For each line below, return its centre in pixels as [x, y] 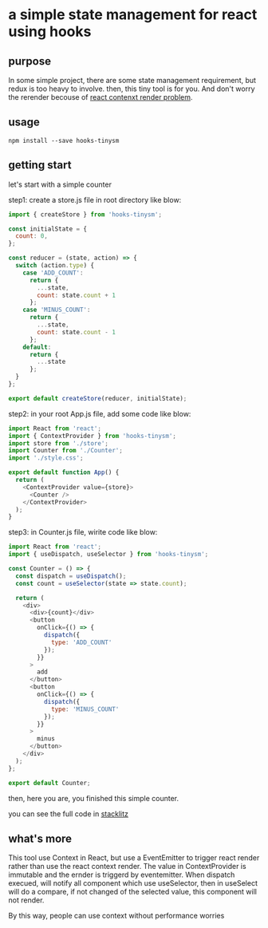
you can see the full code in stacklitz [69, 813]
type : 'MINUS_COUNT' [85, 709]
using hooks [50, 32]
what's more [40, 838]
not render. [26, 900]
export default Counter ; [49, 783]
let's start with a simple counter [60, 184]
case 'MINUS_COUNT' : [57, 310]
